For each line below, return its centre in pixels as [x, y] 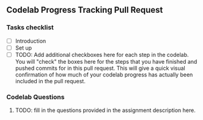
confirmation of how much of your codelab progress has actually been [104, 74]
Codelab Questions [35, 97]
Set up [24, 48]
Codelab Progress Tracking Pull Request [85, 10]
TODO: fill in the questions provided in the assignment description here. [105, 110]
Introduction [31, 41]
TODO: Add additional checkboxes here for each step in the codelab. [102, 54]
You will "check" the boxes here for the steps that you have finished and [106, 61]
